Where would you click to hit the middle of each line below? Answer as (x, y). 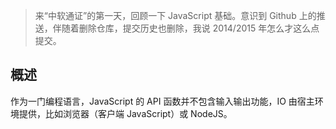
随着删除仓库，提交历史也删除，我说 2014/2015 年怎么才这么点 (190, 28)
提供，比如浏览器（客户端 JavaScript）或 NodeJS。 (125, 113)
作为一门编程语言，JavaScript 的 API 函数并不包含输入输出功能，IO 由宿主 (162, 101)
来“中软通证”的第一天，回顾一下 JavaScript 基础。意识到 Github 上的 (175, 15)
